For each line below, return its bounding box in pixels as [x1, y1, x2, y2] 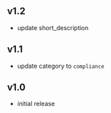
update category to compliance [17, 62, 105, 70]
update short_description [17, 23, 89, 32]
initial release [17, 99, 55, 108]
